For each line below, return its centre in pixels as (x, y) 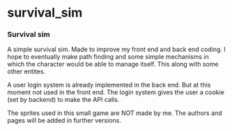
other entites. (26, 71)
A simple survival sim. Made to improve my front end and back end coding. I (117, 49)
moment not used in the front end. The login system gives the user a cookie (116, 92)
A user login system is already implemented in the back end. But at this (109, 85)
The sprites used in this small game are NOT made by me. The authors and (115, 113)
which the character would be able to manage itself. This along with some (113, 64)
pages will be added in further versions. (64, 121)
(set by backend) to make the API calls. (63, 100)
